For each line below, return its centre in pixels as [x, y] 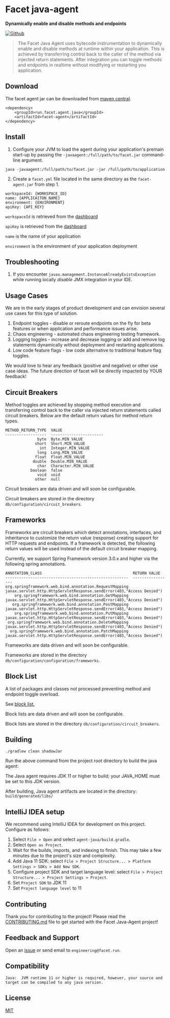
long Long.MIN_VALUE [60, 452]
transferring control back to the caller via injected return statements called [83, 410]
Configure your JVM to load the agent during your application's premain [88, 149]
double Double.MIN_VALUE [60, 462]
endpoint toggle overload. [32, 694]
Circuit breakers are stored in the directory [50, 499]
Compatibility [27, 966]
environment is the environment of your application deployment [71, 246]
